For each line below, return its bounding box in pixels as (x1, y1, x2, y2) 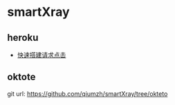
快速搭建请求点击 (17, 51, 66, 59)
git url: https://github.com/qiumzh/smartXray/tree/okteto (7, 89, 168, 97)
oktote (7, 71, 36, 83)
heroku (7, 32, 39, 44)
